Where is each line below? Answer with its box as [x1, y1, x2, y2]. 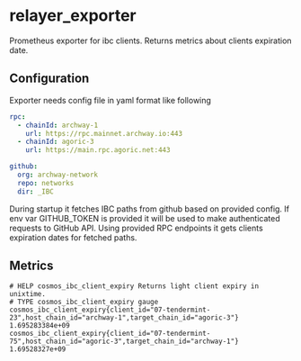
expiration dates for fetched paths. [9, 231, 137, 243]
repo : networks [17, 178, 75, 187]
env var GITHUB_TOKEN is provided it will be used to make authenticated [9, 212, 280, 223]
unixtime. [9, 290, 47, 299]
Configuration [9, 71, 90, 86]
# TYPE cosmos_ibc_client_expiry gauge [9, 298, 159, 307]
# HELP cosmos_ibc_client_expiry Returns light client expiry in [9, 282, 259, 291]
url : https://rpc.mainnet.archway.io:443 [25, 129, 182, 138]
